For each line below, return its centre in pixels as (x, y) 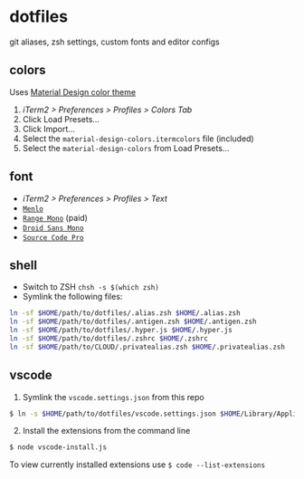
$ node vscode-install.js (58, 447)
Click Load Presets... (61, 119)
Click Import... (48, 129)
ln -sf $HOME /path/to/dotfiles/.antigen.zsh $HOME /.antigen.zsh (133, 322)
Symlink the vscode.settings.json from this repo (114, 397)
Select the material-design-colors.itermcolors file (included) (138, 139)
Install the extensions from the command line (106, 431)
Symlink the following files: (72, 297)
